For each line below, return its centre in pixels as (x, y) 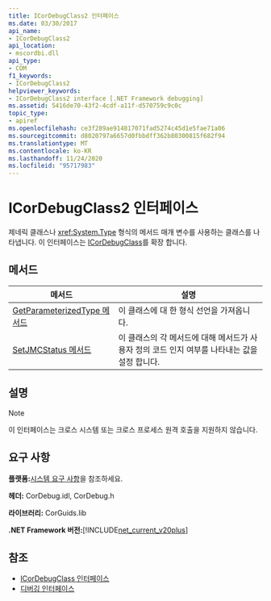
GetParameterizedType (56, 310)
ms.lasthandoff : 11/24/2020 (56, 158)
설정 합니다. (139, 361)
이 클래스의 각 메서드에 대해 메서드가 (183, 337)
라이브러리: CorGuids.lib (48, 512)
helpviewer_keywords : (45, 91)
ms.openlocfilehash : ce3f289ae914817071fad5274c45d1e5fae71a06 (117, 128)
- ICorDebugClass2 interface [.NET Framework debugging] (106, 98)
